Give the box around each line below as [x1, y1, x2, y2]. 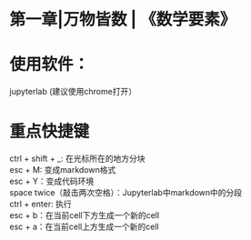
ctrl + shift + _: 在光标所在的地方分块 [9, 153, 146, 165]
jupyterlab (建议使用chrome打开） [9, 86, 137, 97]
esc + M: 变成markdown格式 [9, 165, 116, 175]
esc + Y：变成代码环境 [9, 175, 95, 187]
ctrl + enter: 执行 [9, 198, 72, 210]
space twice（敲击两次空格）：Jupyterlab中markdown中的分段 [9, 187, 243, 198]
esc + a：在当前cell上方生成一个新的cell [9, 221, 159, 233]
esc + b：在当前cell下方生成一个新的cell [9, 210, 160, 221]
